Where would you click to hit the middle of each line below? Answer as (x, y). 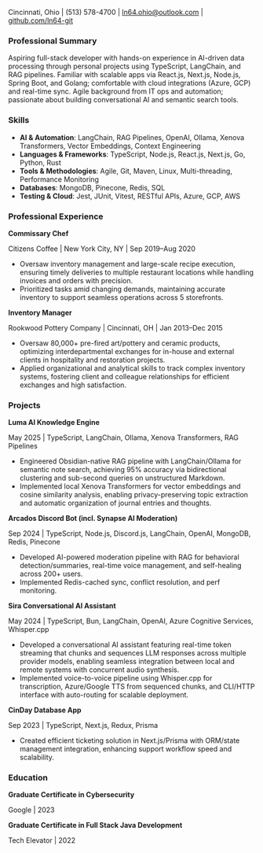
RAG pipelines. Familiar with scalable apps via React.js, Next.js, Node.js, (124, 75)
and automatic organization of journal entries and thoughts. (115, 503)
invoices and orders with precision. (76, 280)
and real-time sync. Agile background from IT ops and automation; (116, 91)
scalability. (37, 757)
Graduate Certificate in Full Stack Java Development (95, 825)
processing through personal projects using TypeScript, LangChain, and (124, 66)
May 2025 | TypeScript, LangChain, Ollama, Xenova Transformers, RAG (124, 438)
